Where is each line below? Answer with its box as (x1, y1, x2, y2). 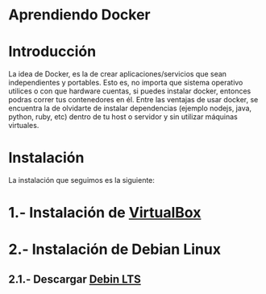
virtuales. (8, 121, 39, 130)
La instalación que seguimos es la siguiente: (8, 176, 156, 185)
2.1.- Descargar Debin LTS (8, 272, 141, 286)
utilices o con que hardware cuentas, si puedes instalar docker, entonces (8, 86, 251, 96)
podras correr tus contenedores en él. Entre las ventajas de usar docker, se (8, 95, 259, 105)
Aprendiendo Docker (8, 6, 151, 24)
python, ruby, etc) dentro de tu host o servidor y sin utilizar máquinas (8, 112, 238, 122)
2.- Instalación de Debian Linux (8, 240, 222, 259)
